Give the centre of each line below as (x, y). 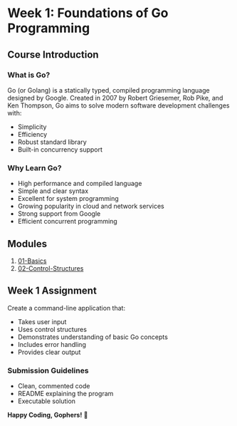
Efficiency (32, 134)
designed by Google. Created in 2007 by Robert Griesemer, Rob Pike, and (115, 98)
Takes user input (42, 321)
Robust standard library (52, 142)
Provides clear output (49, 352)
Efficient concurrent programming (67, 222)
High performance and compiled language (80, 184)
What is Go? (29, 75)
